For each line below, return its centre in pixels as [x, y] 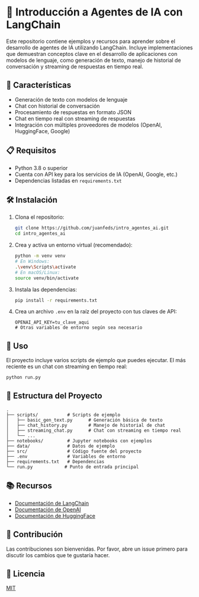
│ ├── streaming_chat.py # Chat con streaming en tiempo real [94, 431]
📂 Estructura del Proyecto [54, 396]
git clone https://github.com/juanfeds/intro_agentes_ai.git [92, 228]
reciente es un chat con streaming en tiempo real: [67, 367]
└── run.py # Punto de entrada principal [73, 467]
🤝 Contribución [35, 535]
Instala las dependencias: [46, 289]
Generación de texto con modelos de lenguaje [71, 99]
